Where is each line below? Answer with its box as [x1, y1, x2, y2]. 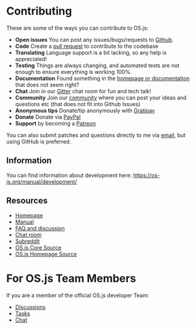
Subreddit [15, 238, 40, 245]
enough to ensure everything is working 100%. [15, 68, 132, 75]
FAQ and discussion [15, 224, 65, 231]
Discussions [15, 303, 46, 310]
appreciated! [15, 55, 47, 62]
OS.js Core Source [15, 244, 62, 251]
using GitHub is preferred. [6, 138, 72, 145]
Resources [6, 196, 48, 206]
